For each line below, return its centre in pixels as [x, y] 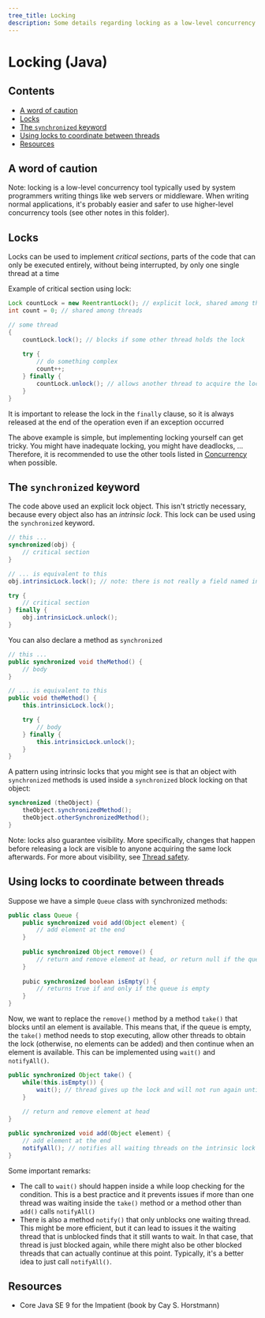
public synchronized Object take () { [70, 1075]
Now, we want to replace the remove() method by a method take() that [123, 1018]
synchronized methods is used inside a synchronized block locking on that [128, 780]
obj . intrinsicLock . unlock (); [70, 617]
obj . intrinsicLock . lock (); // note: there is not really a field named [128, 581]
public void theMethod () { [52, 698]
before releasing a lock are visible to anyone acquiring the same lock [120, 848]
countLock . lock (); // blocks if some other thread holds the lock [134, 340]
